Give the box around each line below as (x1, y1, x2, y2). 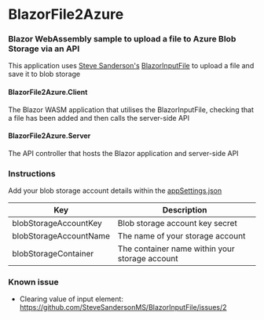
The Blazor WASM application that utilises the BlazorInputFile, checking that (8, 104, 254, 115)
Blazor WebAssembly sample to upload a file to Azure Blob (8, 34, 236, 45)
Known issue (8, 277, 59, 288)
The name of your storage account (117, 231, 246, 242)
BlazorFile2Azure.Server (8, 131, 91, 140)
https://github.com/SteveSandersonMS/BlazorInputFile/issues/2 (19, 303, 227, 312)
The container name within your (117, 243, 236, 254)
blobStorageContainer (12, 249, 94, 260)
